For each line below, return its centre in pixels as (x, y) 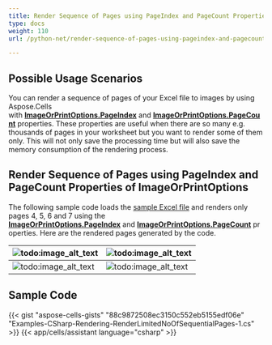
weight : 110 (28, 31)
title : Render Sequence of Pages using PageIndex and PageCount (119, 16)
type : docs (27, 23)
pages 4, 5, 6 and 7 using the (57, 215)
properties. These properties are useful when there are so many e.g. (131, 124)
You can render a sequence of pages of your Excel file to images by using (132, 98)
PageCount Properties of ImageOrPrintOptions (128, 187)
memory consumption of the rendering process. (88, 150)
